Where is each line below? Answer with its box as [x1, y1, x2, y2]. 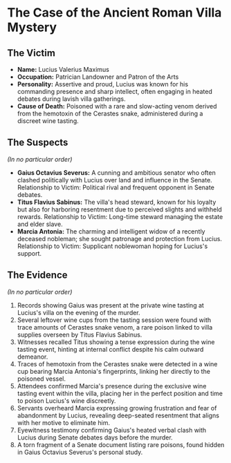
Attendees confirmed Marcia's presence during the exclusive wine [17, 381, 207, 390]
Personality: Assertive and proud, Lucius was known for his [17, 80, 189, 88]
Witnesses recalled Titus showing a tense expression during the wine [17, 337, 215, 346]
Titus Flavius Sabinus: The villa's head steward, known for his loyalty [17, 198, 216, 206]
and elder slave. [17, 220, 64, 228]
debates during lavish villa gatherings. [17, 95, 126, 103]
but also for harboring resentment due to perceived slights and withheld [17, 205, 223, 214]
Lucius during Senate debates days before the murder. [17, 433, 173, 442]
